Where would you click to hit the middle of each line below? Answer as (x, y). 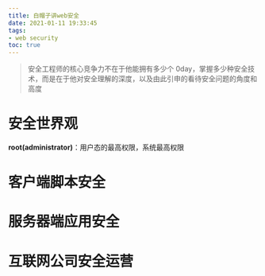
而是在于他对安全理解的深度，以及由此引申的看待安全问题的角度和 (150, 79)
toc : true (25, 45)
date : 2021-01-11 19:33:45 (53, 23)
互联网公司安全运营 (71, 261)
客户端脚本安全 (57, 183)
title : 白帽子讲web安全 (44, 16)
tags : (17, 30)
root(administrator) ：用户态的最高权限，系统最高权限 (96, 147)
